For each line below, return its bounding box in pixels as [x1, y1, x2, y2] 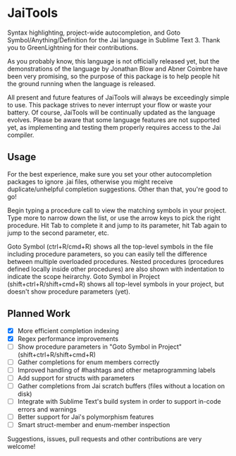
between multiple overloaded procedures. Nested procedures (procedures [7, 257, 224, 265]
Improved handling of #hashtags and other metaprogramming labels [17, 366, 216, 374]
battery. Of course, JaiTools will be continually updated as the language [7, 108, 216, 116]
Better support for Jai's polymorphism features [17, 413, 154, 421]
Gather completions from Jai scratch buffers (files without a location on [17, 381, 225, 390]
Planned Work [7, 308, 71, 320]
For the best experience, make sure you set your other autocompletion [7, 169, 212, 178]
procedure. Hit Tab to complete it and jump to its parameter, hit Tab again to [7, 221, 228, 229]
